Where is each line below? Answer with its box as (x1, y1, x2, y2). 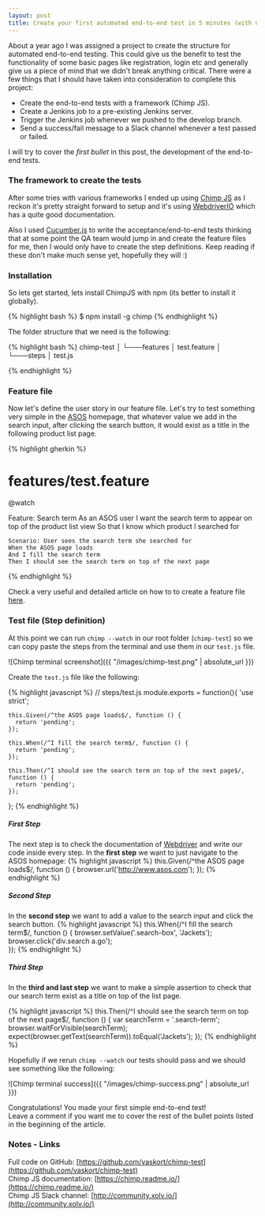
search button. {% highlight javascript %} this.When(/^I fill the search (8, 919, 233, 929)
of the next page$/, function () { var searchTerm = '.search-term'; (8, 1014, 221, 1024)
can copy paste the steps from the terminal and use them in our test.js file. (8, 641, 256, 651)
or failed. (19, 131, 49, 141)
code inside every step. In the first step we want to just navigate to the (8, 848, 238, 857)
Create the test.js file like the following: (8, 672, 140, 682)
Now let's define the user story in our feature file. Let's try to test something (8, 404, 256, 414)
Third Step (8, 962, 43, 972)
